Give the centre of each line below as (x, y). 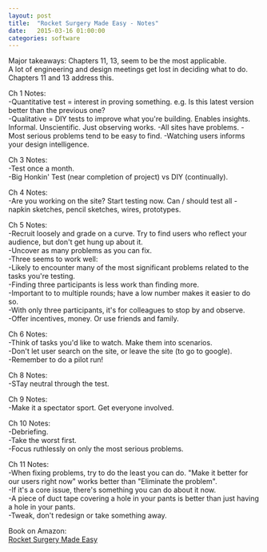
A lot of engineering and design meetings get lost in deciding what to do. (128, 70)
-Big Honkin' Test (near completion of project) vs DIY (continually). (118, 177)
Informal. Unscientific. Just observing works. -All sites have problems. (124, 127)
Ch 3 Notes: (28, 160)
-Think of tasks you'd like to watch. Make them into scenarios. (111, 343)
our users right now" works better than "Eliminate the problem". (113, 481)
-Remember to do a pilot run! (56, 360)
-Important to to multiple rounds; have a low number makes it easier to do (130, 293)
